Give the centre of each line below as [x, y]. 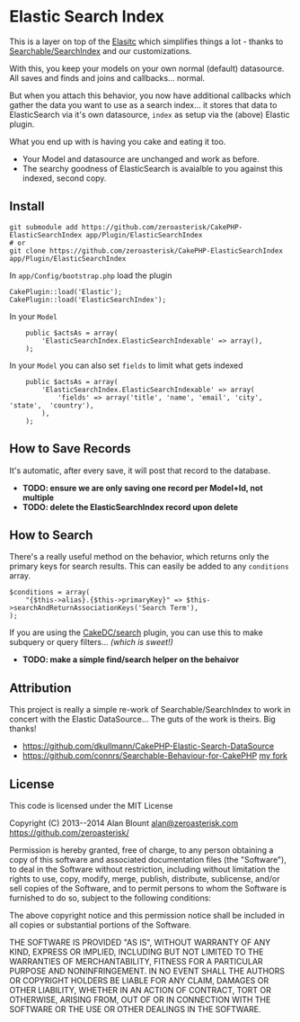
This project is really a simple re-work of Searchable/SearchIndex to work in [150, 710]
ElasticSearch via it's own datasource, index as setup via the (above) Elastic [150, 114]
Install [27, 206]
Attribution [40, 688]
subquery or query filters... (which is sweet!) [91, 642]
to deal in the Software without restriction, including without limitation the [145, 869]
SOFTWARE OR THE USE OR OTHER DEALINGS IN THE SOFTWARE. [135, 1009]
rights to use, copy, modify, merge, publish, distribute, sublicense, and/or [145, 879]
